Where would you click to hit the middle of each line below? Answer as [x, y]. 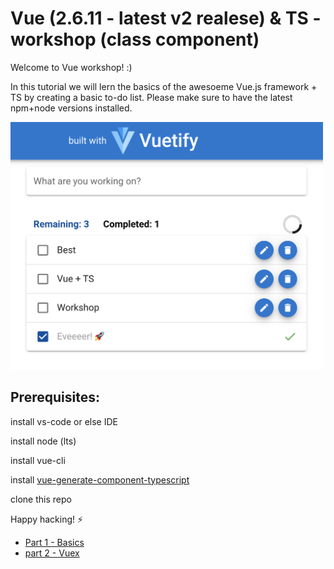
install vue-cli [38, 460]
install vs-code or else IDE [64, 421]
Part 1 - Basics [54, 542]
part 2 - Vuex [52, 553]
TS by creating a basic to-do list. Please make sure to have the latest [151, 97]
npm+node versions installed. [71, 108]
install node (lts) [43, 441]
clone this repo [41, 499]
